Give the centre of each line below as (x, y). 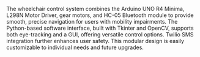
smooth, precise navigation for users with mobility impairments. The (92, 22)
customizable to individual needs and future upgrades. (75, 47)
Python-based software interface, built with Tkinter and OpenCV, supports (100, 28)
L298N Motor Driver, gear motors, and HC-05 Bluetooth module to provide (100, 15)
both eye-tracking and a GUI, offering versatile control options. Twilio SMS (100, 35)
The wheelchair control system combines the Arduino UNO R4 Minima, (95, 9)
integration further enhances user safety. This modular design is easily (95, 41)
